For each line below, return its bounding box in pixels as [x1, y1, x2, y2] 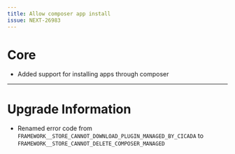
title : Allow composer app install [7, 10, 111, 17]
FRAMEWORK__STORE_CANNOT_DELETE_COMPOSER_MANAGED [17, 141, 166, 148]
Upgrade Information [7, 101, 131, 117]
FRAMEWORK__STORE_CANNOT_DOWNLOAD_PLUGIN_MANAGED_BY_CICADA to [17, 132, 204, 140]
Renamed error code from [17, 124, 93, 133]
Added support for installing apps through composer [17, 70, 169, 78]
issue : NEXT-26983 [7, 17, 61, 24]
